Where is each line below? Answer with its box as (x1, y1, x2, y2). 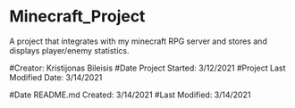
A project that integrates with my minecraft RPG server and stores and (9, 36, 268, 46)
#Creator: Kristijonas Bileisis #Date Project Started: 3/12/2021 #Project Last (9, 62, 286, 73)
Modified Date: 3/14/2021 (9, 71, 103, 82)
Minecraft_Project (9, 6, 146, 27)
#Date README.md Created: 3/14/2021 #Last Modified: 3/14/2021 (9, 89, 251, 100)
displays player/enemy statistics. (9, 45, 130, 55)
